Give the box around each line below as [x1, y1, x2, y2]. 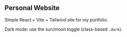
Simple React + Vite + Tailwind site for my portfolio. [4, 17, 108, 22]
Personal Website [4, 4, 60, 12]
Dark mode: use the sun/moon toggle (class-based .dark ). [4, 26, 123, 32]
